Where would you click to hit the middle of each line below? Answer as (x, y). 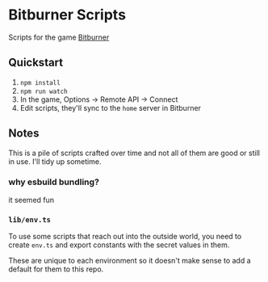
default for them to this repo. (56, 269)
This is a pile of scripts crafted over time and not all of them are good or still (134, 153)
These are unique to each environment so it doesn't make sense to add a (130, 261)
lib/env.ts (29, 219)
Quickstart (36, 63)
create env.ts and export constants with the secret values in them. (119, 245)
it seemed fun (31, 200)
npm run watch (44, 91)
